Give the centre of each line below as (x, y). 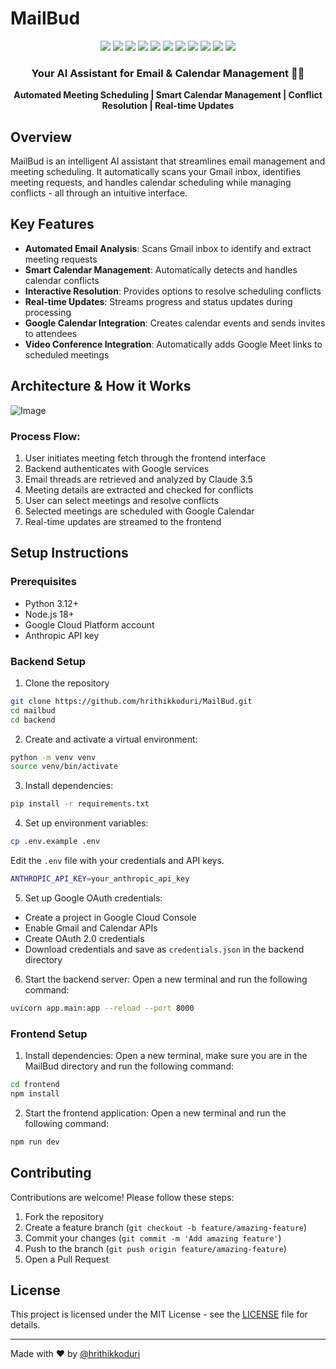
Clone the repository (67, 683)
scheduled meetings (67, 354)
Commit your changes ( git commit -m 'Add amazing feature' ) (153, 1238)
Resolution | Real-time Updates (168, 106)
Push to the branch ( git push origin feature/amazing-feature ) (155, 1248)
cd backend (33, 720)
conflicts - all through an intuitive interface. (99, 193)
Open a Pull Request (67, 1259)
